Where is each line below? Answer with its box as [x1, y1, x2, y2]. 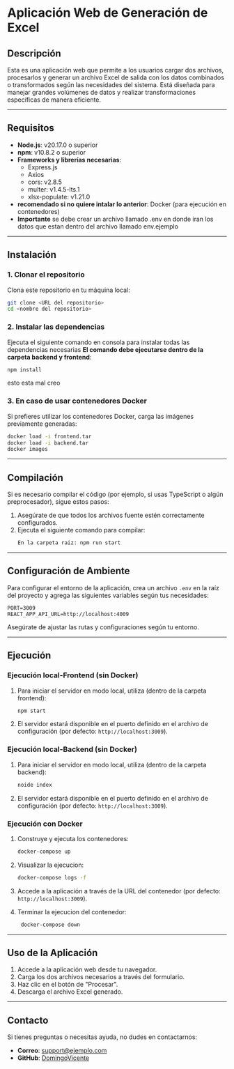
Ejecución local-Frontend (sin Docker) [7, 670, 139, 680]
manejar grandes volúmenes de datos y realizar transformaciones [7, 89, 196, 96]
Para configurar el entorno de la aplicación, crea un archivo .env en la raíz [7, 583, 219, 592]
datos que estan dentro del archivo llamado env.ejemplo [17, 222, 179, 231]
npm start [17, 707, 47, 714]
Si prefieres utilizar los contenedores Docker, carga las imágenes [7, 412, 194, 420]
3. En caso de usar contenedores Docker [7, 396, 148, 406]
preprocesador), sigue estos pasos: [7, 498, 109, 506]
